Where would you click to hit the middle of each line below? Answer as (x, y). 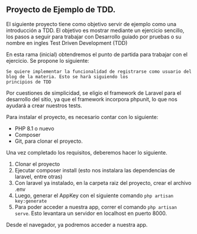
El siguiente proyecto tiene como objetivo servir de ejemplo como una (91, 24)
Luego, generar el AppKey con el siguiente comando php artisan (94, 195)
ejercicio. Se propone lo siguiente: (48, 60)
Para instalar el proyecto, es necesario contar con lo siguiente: (82, 117)
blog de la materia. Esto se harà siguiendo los (67, 76)
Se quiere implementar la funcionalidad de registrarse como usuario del (99, 71)
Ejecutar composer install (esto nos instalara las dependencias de (95, 170)
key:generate (31, 201)
